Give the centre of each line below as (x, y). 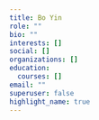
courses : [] (40, 77)
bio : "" (24, 34)
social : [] (30, 51)
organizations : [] (44, 60)
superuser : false (42, 93)
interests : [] (36, 43)
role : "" (26, 26)
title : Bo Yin (36, 18)
